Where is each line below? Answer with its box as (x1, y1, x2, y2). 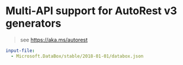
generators (5, 17, 62, 30)
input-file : (5, 47, 35, 54)
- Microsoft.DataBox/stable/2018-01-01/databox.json (11, 53, 144, 59)
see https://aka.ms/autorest (20, 36, 88, 43)
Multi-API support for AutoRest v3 (5, 4, 177, 18)
